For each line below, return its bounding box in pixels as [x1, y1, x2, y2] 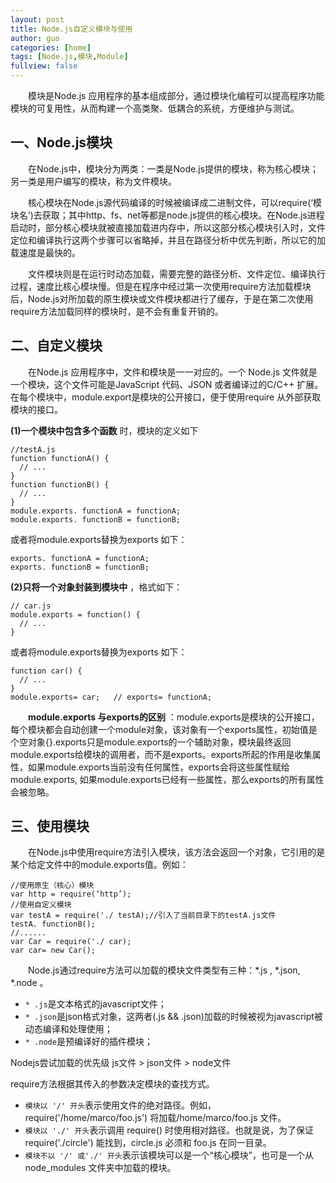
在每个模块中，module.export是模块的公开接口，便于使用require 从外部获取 [10, 391, 322, 403]
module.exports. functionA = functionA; [10, 506, 182, 516]
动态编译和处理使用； [24, 1023, 113, 1035]
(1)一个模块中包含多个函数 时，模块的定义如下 [10, 424, 199, 436]
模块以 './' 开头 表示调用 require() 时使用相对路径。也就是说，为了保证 [24, 1124, 314, 1136]
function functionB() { [10, 479, 110, 490]
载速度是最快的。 [10, 246, 81, 258]
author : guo [10, 33, 60, 43]
